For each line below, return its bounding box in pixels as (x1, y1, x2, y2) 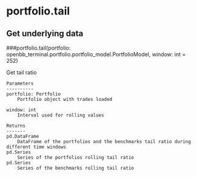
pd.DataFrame (6, 134, 39, 140)
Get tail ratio (6, 69, 37, 76)
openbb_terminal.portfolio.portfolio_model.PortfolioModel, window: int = (6, 51, 186, 58)
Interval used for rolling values (17, 112, 104, 118)
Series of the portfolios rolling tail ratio (17, 155, 135, 161)
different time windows (6, 144, 67, 150)
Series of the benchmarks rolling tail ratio (17, 165, 135, 171)
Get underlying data (6, 28, 84, 39)
